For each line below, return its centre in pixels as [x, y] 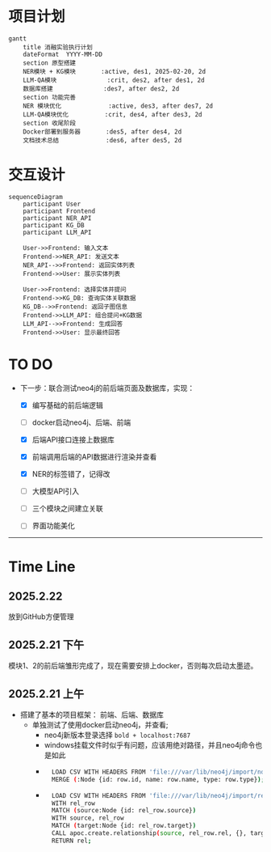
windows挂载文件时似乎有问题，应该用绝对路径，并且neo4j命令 [150, 744]
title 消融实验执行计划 [58, 47]
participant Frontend [59, 211]
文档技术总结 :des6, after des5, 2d [102, 140]
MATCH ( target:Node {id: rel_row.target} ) [124, 826]
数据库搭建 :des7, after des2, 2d [101, 89]
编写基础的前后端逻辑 [67, 405]
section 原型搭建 [50, 63]
